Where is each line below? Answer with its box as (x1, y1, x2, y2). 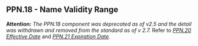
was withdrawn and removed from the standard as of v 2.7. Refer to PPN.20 (6, 27, 191, 34)
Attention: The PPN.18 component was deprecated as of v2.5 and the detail (6, 20, 192, 27)
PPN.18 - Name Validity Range (6, 5, 119, 15)
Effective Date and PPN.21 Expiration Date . (6, 32, 111, 40)
